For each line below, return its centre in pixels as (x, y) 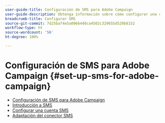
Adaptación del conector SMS (42, 115)
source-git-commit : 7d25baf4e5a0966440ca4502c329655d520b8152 (70, 23)
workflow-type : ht (24, 28)
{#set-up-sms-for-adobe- (104, 76)
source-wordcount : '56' (29, 32)
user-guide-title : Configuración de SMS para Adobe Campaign (69, 10)
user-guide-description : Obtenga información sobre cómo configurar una (81, 14)
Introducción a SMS (32, 105)
